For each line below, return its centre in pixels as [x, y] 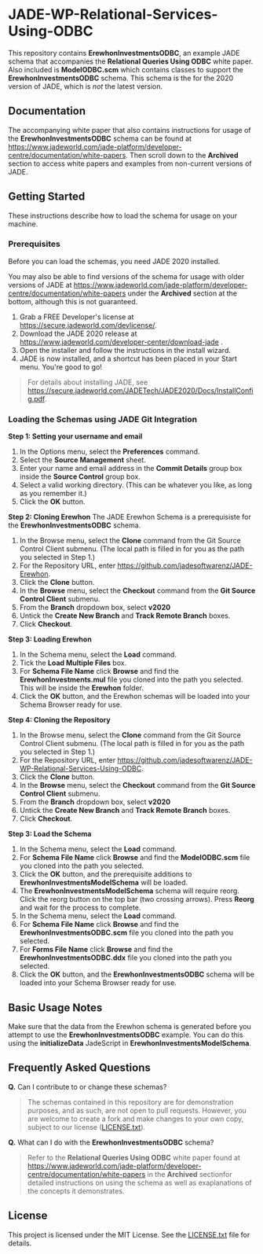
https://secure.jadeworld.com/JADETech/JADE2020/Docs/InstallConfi [140, 390]
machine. [23, 224]
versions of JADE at [40, 285]
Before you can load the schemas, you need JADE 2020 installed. [114, 261]
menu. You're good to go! [60, 366]
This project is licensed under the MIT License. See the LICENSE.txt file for [129, 1234]
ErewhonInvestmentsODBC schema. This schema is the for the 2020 [121, 78]
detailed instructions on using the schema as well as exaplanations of [140, 1182]
